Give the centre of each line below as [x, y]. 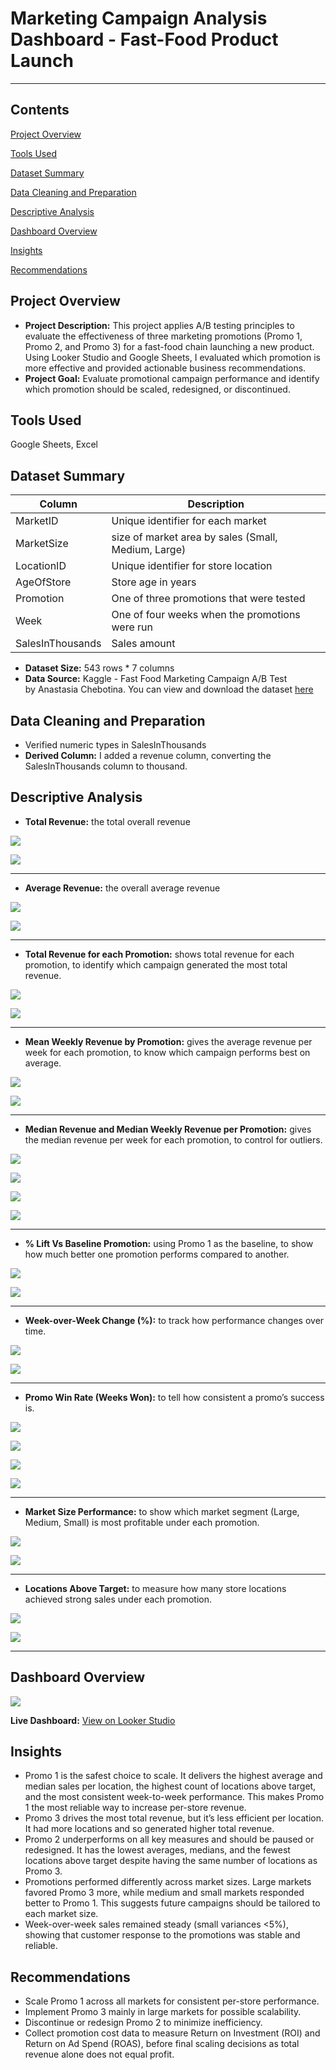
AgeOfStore [43, 582]
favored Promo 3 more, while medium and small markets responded [164, 1893]
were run [132, 627]
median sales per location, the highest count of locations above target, [170, 1786]
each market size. [61, 1914]
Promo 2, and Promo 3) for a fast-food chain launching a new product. [169, 346]
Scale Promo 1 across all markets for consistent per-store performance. [172, 2001]
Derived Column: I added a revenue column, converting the [148, 755]
